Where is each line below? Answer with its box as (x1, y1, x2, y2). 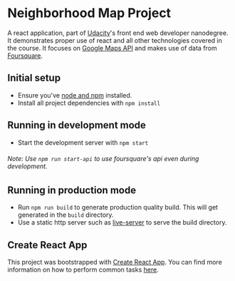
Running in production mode (7, 184, 137, 196)
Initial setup (7, 72, 61, 84)
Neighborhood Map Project (7, 5, 172, 21)
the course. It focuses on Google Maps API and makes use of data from (7, 44, 217, 52)
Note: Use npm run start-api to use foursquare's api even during (7, 155, 199, 163)
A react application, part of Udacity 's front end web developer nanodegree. (7, 29, 229, 37)
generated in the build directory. (17, 210, 114, 219)
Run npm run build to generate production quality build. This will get (17, 203, 219, 212)
